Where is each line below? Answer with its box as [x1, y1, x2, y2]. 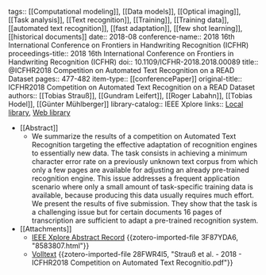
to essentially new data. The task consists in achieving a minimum [31, 148, 248, 158]
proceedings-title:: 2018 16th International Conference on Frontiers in [8, 49, 234, 58]
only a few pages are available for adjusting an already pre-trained [31, 166, 249, 174]
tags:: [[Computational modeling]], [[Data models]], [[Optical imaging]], [8, 7, 241, 16]
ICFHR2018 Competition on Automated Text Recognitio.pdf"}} [31, 258, 233, 267]
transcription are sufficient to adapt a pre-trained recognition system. [31, 216, 259, 225]
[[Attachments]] [19, 224, 72, 233]
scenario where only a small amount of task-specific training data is [31, 182, 254, 191]
